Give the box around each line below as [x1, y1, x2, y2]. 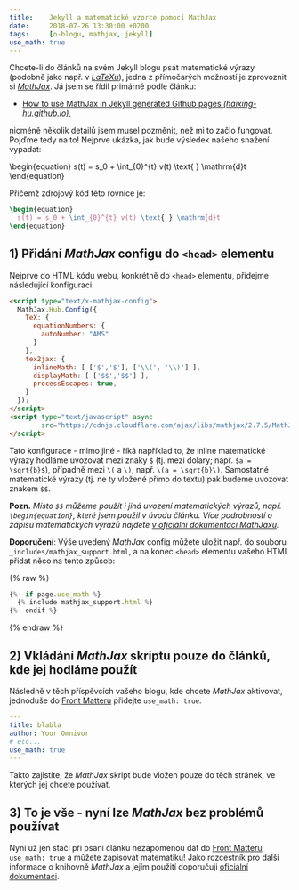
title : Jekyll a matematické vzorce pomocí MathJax [9, 12, 217, 22]
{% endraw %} [9, 622, 64, 633]
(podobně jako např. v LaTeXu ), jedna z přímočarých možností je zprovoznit [9, 72, 287, 83]
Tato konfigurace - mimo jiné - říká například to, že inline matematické [9, 445, 266, 456]
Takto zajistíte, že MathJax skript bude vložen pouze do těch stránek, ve [9, 770, 276, 781]
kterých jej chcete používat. [9, 780, 111, 790]
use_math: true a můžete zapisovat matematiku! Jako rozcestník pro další [9, 852, 280, 863]
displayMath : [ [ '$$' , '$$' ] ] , [32, 371, 149, 380]
